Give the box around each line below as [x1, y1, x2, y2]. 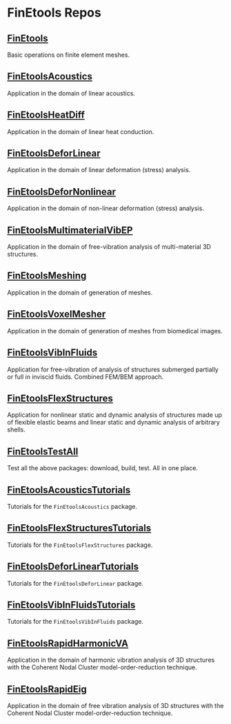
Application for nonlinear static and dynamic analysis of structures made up [7, 411, 223, 419]
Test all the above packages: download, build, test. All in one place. [7, 464, 199, 472]
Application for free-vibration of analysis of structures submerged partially [7, 365, 219, 373]
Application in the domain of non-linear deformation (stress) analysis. [7, 204, 205, 212]
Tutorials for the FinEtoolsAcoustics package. [7, 502, 138, 510]
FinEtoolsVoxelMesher [7, 308, 106, 320]
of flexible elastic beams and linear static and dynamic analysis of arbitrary [7, 418, 221, 427]
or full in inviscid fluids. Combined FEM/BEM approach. [7, 372, 164, 381]
